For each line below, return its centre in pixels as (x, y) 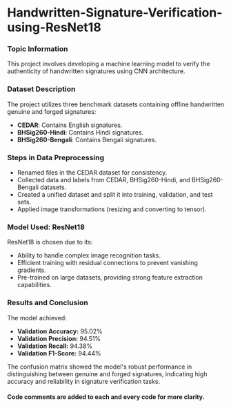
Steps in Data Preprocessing (56, 157)
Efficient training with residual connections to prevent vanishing (108, 263)
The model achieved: (37, 318)
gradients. (31, 270)
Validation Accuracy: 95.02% (60, 331)
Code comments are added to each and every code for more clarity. (106, 397)
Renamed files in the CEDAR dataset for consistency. (92, 173)
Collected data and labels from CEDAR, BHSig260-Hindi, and (104, 180)
